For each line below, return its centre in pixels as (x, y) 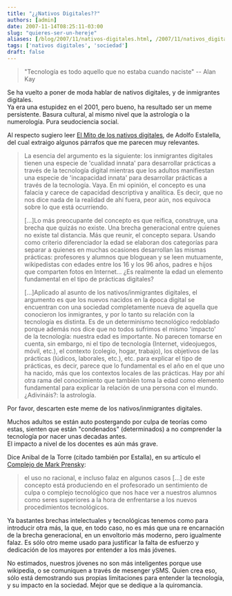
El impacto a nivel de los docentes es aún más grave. (83, 444)
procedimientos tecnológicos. (66, 507)
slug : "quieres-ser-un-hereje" (52, 33)
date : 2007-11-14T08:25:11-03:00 (55, 26)
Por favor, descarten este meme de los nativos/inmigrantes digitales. (105, 408)
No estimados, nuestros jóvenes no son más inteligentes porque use (105, 563)
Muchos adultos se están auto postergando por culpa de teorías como (107, 421)
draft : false (26, 52)
